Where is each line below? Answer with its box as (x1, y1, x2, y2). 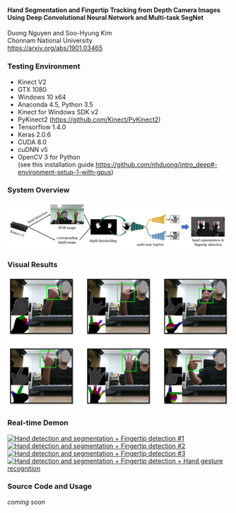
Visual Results (7, 260, 58, 270)
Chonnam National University (7, 36, 93, 45)
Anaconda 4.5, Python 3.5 (17, 100, 93, 109)
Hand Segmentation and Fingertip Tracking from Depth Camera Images (7, 6, 221, 14)
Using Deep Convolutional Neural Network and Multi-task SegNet (7, 13, 203, 21)
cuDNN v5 (17, 145, 48, 153)
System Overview (7, 185, 70, 195)
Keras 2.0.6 (17, 130, 52, 138)
